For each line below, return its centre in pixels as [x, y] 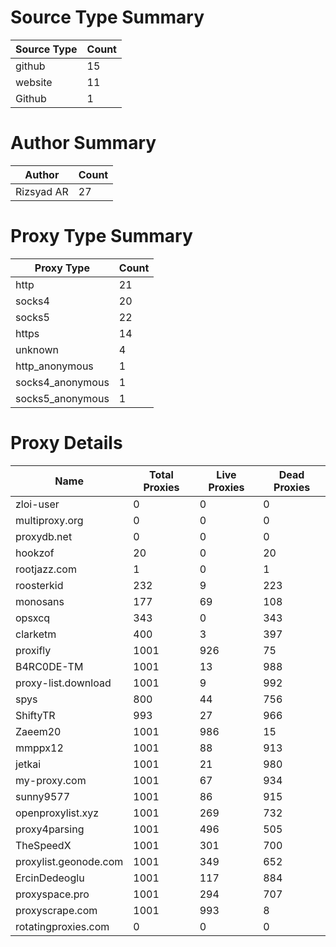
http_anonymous [54, 366]
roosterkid [39, 585]
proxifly [33, 650]
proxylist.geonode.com [69, 861]
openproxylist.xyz [57, 813]
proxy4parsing [50, 829]
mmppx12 [39, 748]
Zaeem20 [38, 731]
